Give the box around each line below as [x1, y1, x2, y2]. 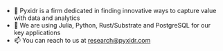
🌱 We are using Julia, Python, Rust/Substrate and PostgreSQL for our [13, 21, 211, 29]
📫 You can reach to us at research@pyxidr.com [13, 37, 151, 44]
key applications [13, 28, 61, 37]
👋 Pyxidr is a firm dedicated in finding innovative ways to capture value [13, 7, 217, 14]
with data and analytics [13, 14, 80, 22]
